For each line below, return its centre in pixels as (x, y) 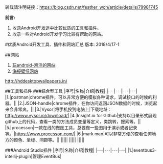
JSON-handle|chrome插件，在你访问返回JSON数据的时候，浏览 (89, 103)
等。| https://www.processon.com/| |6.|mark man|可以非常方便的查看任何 (79, 134)
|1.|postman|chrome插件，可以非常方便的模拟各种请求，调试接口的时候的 (79, 97)
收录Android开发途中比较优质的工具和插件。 (57, 28)
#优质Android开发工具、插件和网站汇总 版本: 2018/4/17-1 (62, 44)
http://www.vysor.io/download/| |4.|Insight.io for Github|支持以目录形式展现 (81, 115)
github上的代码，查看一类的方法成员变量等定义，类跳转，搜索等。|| (73, 122)
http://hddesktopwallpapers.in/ (36, 81)
